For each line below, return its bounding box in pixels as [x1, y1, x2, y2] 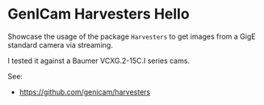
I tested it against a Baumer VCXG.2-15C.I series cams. [7, 56, 191, 65]
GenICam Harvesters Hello [7, 5, 191, 23]
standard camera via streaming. [7, 40, 114, 49]
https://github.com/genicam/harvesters [19, 86, 151, 97]
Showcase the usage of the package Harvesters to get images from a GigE [7, 31, 256, 41]
